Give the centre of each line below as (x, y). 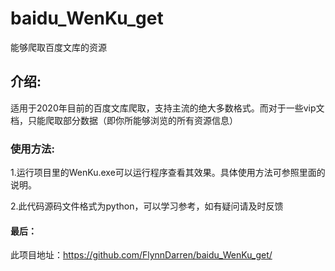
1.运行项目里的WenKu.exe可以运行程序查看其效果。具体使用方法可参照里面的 (168, 173)
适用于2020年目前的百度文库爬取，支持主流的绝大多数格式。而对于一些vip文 (167, 108)
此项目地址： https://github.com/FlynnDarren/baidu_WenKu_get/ (141, 255)
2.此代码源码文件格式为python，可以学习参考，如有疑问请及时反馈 (147, 206)
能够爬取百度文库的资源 (58, 47)
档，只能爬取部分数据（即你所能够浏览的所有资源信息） (124, 120)
